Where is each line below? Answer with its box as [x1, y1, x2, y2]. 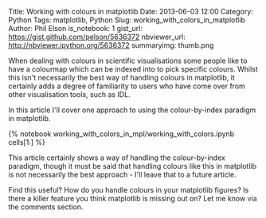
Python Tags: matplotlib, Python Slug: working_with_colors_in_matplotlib [8, 15, 245, 25]
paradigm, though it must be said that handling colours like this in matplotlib [8, 162, 257, 170]
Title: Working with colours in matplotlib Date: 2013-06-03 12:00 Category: [8, 7, 253, 16]
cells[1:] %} [8, 138, 45, 146]
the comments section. [8, 202, 84, 212]
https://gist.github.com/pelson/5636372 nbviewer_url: [8, 32, 186, 41]
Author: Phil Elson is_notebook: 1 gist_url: [8, 24, 143, 33]
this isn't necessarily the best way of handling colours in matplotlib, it [8, 73, 235, 82]
